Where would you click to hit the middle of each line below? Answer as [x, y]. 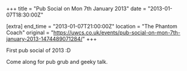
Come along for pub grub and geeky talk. [57, 62]
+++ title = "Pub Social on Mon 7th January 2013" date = [76, 9]
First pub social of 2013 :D [38, 50]
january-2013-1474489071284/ [44, 39]
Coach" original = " [30, 33]
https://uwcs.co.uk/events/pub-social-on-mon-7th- [117, 33]
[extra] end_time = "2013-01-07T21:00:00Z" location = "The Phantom [92, 26]
